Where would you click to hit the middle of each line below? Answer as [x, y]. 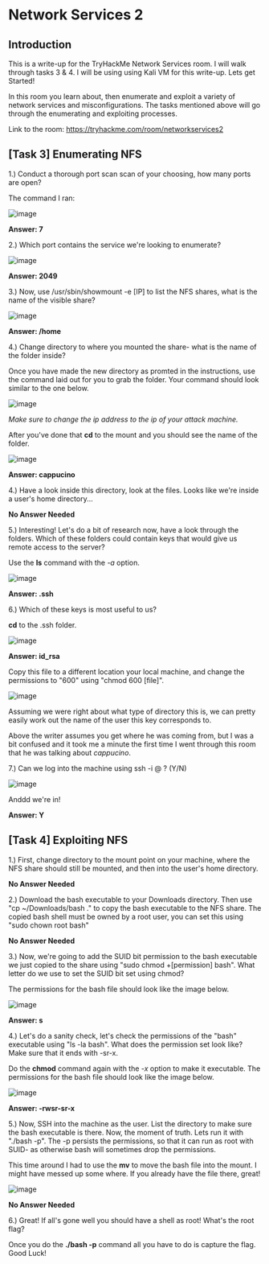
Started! [22, 81]
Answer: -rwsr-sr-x [41, 1108]
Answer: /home [35, 331]
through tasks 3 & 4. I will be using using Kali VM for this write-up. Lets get [132, 72]
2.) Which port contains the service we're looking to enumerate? [115, 245]
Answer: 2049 [33, 276]
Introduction [40, 45]
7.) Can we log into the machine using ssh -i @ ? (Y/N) [98, 768]
